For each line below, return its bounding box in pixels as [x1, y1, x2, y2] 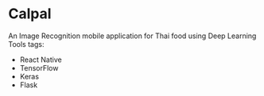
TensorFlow [19, 63, 59, 72]
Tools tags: [8, 39, 45, 48]
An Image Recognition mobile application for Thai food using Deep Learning [8, 31, 257, 40]
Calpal [8, 5, 52, 23]
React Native [19, 55, 62, 64]
